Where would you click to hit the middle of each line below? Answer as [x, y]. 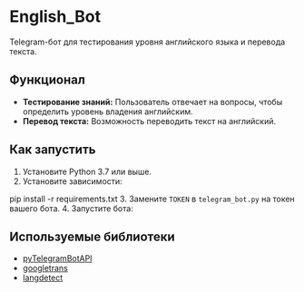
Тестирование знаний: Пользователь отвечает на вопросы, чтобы [152, 102]
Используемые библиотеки [92, 236]
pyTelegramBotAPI [57, 258]
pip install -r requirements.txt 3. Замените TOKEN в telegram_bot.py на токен [152, 199]
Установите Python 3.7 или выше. [87, 171]
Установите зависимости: [72, 181]
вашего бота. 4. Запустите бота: [71, 208]
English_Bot [55, 17]
